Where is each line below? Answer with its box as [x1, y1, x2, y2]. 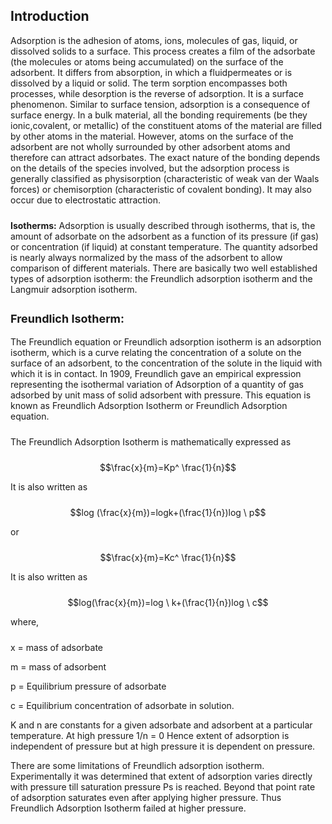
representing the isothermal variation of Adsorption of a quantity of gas [10, 378, 304, 390]
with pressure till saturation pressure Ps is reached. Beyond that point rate [10, 780, 316, 793]
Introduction [10, 8, 90, 25]
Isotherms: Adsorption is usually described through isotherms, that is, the [10, 219, 316, 231]
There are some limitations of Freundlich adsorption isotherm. [10, 759, 265, 771]
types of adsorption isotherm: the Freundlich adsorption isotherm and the [10, 272, 313, 284]
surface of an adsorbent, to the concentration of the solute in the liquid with [10, 357, 323, 369]
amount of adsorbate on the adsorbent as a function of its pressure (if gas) [10, 230, 320, 242]
